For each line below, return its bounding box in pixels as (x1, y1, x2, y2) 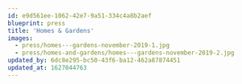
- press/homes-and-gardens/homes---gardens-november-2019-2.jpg (14, 49, 235, 57)
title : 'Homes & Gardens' (7, 26, 94, 34)
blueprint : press (7, 19, 66, 27)
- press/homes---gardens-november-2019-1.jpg (14, 42, 170, 50)
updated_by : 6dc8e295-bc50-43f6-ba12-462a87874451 (7, 57, 181, 65)
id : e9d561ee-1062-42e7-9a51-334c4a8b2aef (7, 11, 152, 20)
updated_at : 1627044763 (7, 64, 88, 72)
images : (7, 34, 34, 42)
